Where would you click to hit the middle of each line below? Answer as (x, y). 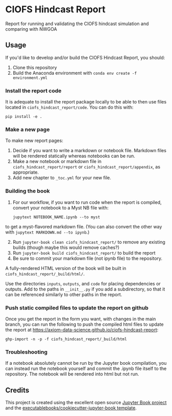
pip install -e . (24, 117)
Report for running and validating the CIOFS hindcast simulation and (77, 24)
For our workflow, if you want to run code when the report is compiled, (87, 202)
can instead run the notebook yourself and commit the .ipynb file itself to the (86, 369)
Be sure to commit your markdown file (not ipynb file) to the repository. (88, 258)
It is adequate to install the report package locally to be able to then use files (86, 102)
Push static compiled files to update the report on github (77, 307)
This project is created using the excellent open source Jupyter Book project (86, 403)
